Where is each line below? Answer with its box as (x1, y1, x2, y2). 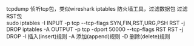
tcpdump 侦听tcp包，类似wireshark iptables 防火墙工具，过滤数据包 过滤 (6, 5, 188, 12)
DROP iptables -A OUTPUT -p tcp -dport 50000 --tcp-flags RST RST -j (6, 26, 184, 33)
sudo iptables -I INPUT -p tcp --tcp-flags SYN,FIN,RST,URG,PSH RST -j (6, 20, 185, 26)
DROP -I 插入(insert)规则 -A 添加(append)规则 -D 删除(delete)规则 (6, 33, 171, 40)
